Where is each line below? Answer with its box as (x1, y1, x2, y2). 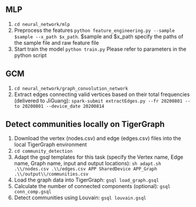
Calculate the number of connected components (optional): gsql (14, 183, 171, 190)
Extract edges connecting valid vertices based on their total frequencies (14, 91, 190, 98)
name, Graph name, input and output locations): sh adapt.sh (14, 160, 162, 167)
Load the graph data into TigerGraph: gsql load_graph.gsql (14, 176, 159, 183)
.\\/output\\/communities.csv (14, 171, 89, 178)
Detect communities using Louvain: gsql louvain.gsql (14, 194, 146, 201)
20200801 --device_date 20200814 (22, 103, 104, 109)
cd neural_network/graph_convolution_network (14, 86, 128, 91)
